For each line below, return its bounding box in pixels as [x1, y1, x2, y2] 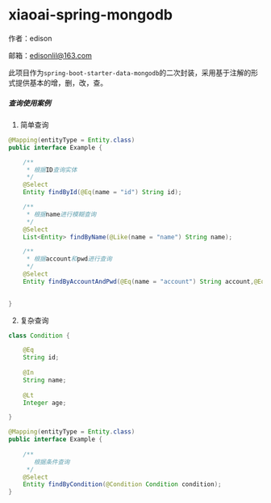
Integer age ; [23, 399, 67, 407]
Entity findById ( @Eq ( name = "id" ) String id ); [23, 188, 182, 197]
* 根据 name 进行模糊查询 [26, 210, 97, 218]
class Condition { [8, 332, 70, 340]
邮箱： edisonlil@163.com [8, 50, 93, 60]
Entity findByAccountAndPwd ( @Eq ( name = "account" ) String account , [23, 277, 254, 285]
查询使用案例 [8, 98, 51, 108]
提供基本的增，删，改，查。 [15, 78, 107, 87]
